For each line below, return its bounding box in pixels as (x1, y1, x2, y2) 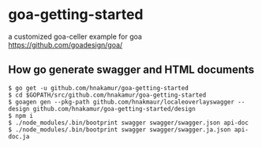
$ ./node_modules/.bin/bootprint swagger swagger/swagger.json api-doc (8, 119, 249, 127)
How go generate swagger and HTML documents (8, 63, 255, 77)
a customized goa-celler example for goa (8, 32, 142, 41)
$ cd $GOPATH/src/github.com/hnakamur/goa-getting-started (8, 91, 207, 99)
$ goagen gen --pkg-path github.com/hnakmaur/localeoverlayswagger (8, 97, 235, 106)
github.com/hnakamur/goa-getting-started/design (32, 104, 196, 112)
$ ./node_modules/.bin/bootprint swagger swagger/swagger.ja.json (8, 125, 231, 134)
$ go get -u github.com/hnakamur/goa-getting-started (8, 84, 189, 92)
